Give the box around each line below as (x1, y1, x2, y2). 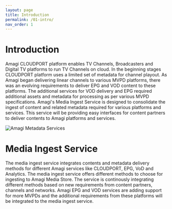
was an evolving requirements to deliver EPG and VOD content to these (5, 82, 156, 89)
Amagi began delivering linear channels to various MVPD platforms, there (5, 77, 161, 83)
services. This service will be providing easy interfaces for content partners (5, 110, 165, 116)
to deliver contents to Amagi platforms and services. (5, 115, 116, 121)
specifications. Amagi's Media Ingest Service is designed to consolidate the (5, 99, 166, 105)
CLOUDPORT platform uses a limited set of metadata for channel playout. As (5, 72, 167, 78)
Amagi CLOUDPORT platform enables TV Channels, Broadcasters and (5, 61, 153, 67)
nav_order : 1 (5, 22, 33, 27)
